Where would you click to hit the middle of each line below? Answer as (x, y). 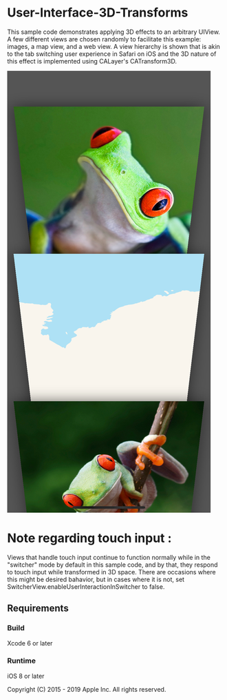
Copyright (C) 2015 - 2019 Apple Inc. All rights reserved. (87, 689)
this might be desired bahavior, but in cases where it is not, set (96, 579)
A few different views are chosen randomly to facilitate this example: (104, 39)
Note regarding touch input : (89, 538)
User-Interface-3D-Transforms (98, 13)
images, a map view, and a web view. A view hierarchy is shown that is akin (113, 46)
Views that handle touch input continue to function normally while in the (109, 557)
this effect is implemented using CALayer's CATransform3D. (92, 61)
